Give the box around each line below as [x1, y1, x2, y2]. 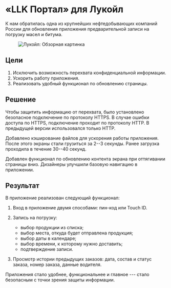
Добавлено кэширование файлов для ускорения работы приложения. [5, 135, 159, 141]
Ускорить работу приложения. [12, 75, 80, 81]
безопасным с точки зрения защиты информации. [5, 277, 115, 283]
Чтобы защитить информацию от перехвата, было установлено [5, 109, 144, 115]
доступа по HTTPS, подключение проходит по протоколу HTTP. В [5, 119, 149, 126]
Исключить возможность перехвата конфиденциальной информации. [12, 69, 166, 76]
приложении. [5, 166, 34, 173]
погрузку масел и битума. [5, 31, 63, 37]
